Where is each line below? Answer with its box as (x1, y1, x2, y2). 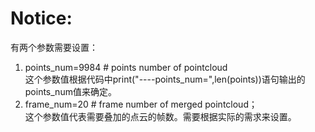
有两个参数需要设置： (10, 41, 98, 53)
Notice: (10, 7, 73, 30)
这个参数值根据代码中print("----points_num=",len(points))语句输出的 (24, 73, 306, 85)
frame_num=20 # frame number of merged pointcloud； (24, 98, 258, 110)
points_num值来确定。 (24, 85, 117, 97)
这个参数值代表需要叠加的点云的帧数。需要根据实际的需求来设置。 (24, 110, 297, 122)
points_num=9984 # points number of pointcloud (24, 61, 228, 73)
